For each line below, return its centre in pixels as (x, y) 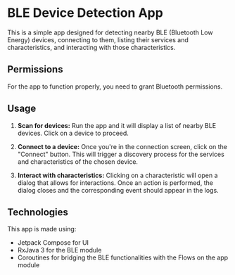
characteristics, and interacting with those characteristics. (91, 47)
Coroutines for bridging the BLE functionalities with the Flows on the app (123, 257)
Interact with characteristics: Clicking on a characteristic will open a (118, 175)
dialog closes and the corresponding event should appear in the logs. (118, 190)
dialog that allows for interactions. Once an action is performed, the (115, 183)
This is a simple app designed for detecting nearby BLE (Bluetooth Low (110, 32)
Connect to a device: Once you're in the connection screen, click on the (122, 146)
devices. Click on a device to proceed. (73, 133)
